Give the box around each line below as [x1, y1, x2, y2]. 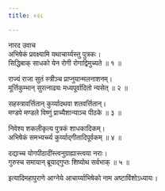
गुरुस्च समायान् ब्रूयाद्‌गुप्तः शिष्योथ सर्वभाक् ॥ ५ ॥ [8, 157, 129, 166]
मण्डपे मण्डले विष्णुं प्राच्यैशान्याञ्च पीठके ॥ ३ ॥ [8, 108, 121, 117]
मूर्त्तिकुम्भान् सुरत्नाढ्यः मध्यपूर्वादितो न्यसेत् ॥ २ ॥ [8, 82, 129, 92]
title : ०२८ [8, 11, 44, 20]
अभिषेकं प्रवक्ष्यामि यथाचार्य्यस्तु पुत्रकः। [8, 49, 102, 59]
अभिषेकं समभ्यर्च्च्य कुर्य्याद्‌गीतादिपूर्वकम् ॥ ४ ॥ [8, 132, 122, 142]
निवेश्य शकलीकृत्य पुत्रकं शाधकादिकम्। [8, 124, 106, 133]
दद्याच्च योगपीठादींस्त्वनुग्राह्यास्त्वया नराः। [8, 148, 108, 158]
